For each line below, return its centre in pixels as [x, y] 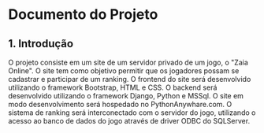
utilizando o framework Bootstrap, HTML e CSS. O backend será [113, 87]
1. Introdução [41, 44]
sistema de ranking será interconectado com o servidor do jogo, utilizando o [132, 113]
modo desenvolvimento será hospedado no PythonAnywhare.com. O [120, 104]
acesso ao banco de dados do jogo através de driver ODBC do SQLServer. [129, 121]
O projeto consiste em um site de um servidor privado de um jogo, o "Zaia [128, 62]
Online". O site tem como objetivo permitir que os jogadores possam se [124, 71]
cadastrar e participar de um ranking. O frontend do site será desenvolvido [130, 79]
